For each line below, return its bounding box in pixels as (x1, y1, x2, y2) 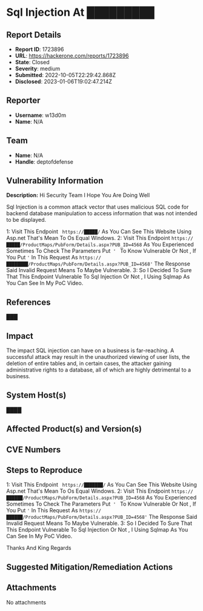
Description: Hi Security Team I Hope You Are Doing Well (6, 192, 150, 199)
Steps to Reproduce (6, 465, 83, 475)
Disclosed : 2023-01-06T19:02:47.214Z (15, 78, 112, 85)
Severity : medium (15, 65, 61, 72)
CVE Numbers (6, 444, 61, 455)
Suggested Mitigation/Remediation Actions (6, 562, 173, 572)
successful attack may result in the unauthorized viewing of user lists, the (6, 353, 190, 361)
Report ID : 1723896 (15, 45, 64, 53)
